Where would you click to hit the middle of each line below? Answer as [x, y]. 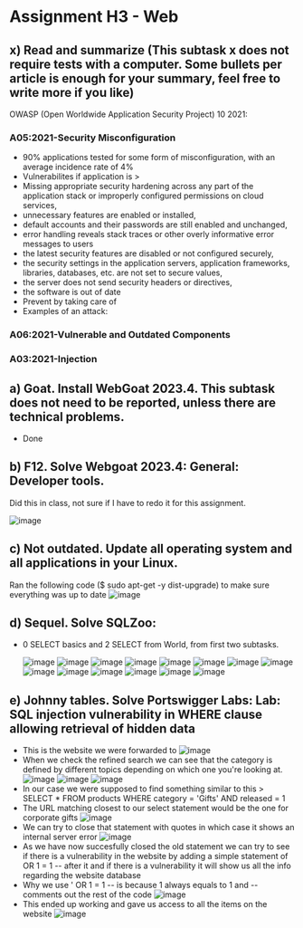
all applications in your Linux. [94, 563]
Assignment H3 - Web [94, 17]
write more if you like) [72, 92]
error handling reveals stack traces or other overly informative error [148, 234]
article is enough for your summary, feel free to [145, 78]
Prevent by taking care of [70, 301]
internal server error [60, 837]
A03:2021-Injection [53, 359]
